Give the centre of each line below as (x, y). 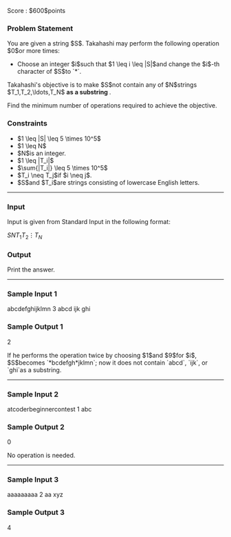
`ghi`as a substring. (34, 369)
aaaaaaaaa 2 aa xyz (35, 495)
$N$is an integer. (42, 153)
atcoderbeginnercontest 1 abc (49, 409)
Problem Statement (40, 28)
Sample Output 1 (35, 327)
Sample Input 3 (33, 480)
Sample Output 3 (36, 512)
